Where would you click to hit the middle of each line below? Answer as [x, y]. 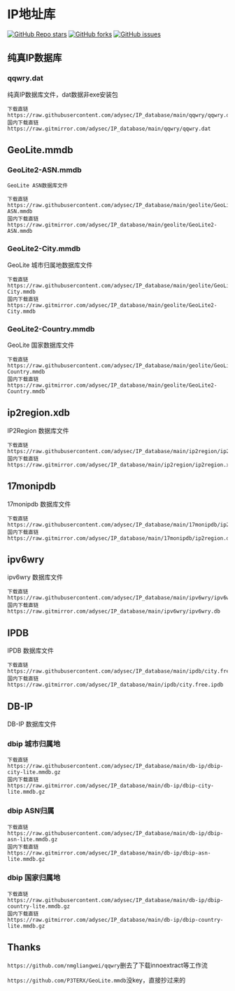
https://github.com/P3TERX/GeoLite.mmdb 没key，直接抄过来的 [97, 980]
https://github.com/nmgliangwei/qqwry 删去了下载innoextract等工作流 [108, 965]
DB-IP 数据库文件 [32, 724]
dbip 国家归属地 [34, 878]
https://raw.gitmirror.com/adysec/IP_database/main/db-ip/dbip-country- [115, 920]
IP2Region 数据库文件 [38, 430]
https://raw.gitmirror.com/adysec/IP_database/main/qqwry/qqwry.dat [109, 129]
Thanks [24, 947]
